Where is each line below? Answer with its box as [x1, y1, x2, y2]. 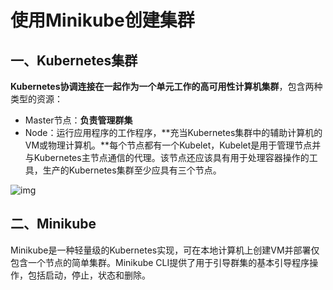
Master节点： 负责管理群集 [24, 114, 133, 126]
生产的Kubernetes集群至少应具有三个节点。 [42, 164, 222, 176]
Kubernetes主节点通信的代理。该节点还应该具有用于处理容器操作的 [33, 152, 310, 163]
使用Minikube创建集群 [10, 9, 195, 32]
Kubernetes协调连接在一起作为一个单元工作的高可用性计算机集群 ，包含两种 [10, 81, 323, 92]
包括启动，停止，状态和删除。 [27, 269, 151, 281]
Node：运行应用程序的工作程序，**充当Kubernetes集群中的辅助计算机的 [24, 127, 323, 138]
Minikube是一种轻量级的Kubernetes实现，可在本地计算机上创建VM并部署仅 [10, 244, 320, 256]
